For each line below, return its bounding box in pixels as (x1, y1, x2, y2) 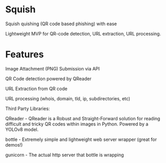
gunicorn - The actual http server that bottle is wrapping (5, 152, 124, 158)
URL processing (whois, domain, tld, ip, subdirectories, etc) (5, 95, 131, 101)
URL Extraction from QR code (5, 85, 68, 92)
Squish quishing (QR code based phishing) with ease (5, 21, 117, 27)
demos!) (5, 141, 23, 148)
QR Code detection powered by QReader (5, 76, 92, 82)
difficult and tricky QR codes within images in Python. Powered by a (5, 121, 149, 127)
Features (5, 49, 44, 60)
